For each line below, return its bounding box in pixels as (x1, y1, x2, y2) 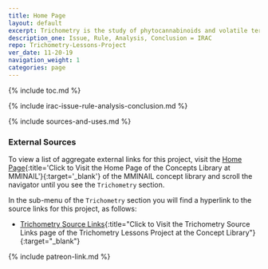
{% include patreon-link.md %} (8, 252, 111, 262)
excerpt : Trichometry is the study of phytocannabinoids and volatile (8, 26, 248, 34)
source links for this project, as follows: (8, 204, 137, 214)
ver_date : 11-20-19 (8, 49, 73, 57)
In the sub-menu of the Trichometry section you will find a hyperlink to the (8, 196, 252, 205)
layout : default (8, 19, 62, 27)
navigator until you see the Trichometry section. (8, 180, 165, 190)
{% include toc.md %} (8, 85, 81, 95)
